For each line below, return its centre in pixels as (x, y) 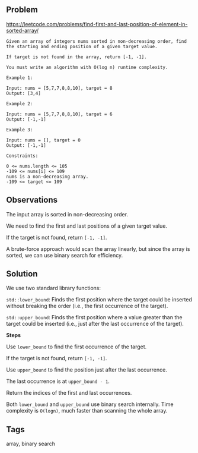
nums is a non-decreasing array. (47, 177)
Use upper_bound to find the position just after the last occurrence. (87, 370)
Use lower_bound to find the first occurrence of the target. (76, 347)
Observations (32, 200)
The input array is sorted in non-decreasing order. (67, 214)
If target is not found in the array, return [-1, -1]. (76, 57)
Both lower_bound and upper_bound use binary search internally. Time (90, 404)
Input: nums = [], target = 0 (44, 140)
